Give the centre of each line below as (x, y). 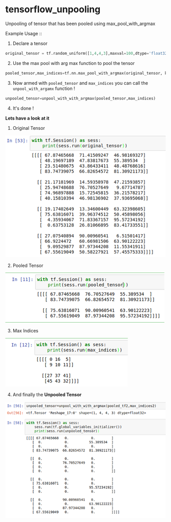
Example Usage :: (24, 33)
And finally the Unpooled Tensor (47, 394)
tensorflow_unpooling (53, 9)
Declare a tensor (30, 43)
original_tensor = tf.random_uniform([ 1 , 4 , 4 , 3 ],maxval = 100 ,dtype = (77, 53)
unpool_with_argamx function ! (44, 88)
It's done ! (23, 108)
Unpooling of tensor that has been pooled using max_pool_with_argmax (80, 24)
